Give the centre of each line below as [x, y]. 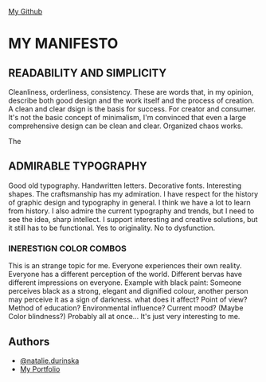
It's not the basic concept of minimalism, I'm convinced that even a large [127, 117]
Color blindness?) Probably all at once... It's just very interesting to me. [124, 317]
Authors [29, 341]
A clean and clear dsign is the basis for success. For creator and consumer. [132, 109]
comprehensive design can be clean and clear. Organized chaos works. [126, 126]
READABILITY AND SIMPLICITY [88, 73]
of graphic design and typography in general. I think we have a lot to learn [129, 202]
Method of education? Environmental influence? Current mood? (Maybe [126, 308]
